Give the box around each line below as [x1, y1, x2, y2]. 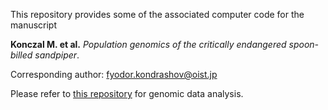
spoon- [288, 39, 320, 50]
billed [10, 49, 33, 61]
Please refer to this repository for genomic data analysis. [10, 88, 244, 99]
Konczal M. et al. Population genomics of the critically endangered [10, 39, 287, 50]
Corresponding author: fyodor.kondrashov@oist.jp [10, 69, 218, 80]
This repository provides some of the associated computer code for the [10, 9, 305, 20]
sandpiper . [34, 49, 80, 61]
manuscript [10, 19, 58, 31]
